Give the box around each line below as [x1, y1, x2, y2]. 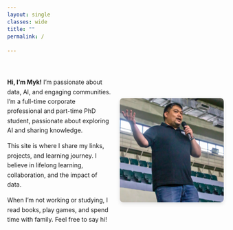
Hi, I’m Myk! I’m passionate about [7, 78, 103, 86]
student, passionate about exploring [7, 116, 109, 125]
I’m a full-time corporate [7, 97, 76, 105]
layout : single [7, 11, 51, 18]
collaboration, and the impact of [7, 171, 98, 179]
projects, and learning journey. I [7, 151, 98, 160]
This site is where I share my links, [7, 142, 104, 150]
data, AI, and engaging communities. [7, 87, 111, 96]
